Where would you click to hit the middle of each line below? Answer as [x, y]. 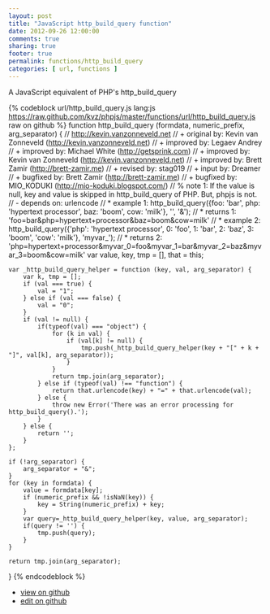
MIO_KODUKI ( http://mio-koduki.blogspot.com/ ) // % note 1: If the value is [132, 185]
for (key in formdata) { [50, 483]
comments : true [34, 39]
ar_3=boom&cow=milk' [47, 255]
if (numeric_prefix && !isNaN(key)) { [88, 497]
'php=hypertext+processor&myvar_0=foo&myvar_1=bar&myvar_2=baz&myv [135, 246]
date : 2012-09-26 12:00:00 [54, 31]
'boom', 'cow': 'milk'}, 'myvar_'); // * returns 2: [86, 237]
